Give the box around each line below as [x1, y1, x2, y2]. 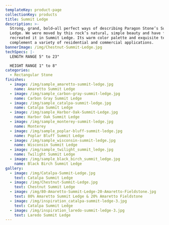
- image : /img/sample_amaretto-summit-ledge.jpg [10, 82, 114, 87]
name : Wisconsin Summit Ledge [14, 143, 78, 148]
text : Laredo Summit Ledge [14, 212, 71, 217]
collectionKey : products [5, 12, 57, 17]
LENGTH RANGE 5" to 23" [10, 54, 59, 59]
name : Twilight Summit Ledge [14, 152, 75, 157]
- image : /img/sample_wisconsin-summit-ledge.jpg [10, 138, 116, 143]
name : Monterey [14, 124, 46, 129]
